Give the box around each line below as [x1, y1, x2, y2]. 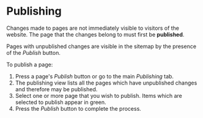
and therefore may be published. [15, 85, 98, 92]
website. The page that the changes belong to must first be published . [6, 30, 185, 38]
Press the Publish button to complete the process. [15, 105, 142, 112]
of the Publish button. [6, 49, 61, 56]
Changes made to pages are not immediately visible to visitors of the [6, 24, 179, 32]
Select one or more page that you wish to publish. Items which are [15, 92, 182, 99]
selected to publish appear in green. [15, 99, 106, 106]
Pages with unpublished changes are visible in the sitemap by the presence [6, 43, 197, 50]
